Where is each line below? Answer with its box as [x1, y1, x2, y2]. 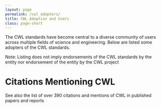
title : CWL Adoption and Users [5, 16, 69, 21]
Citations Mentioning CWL [5, 76, 116, 87]
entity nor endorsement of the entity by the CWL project [5, 59, 119, 65]
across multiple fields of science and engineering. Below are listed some [5, 40, 153, 45]
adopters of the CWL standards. [5, 44, 70, 50]
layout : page [5, 7, 32, 12]
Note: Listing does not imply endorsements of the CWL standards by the [5, 54, 152, 60]
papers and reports [5, 98, 44, 104]
